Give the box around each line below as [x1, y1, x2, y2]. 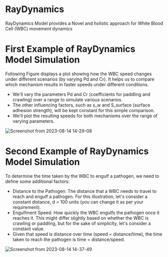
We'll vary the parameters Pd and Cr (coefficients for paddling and [12, 91, 151, 97]
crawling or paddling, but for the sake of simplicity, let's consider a [12, 220, 151, 226]
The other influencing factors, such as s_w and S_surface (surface [12, 102, 150, 108]
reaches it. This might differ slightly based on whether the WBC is [12, 215, 149, 221]
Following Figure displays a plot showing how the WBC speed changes [5, 71, 152, 77]
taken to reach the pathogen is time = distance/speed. [12, 236, 125, 242]
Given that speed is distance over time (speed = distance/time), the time [12, 231, 162, 237]
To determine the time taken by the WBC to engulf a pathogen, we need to [5, 173, 159, 179]
